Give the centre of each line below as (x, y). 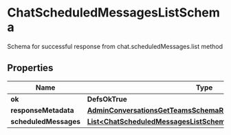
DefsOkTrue (107, 99)
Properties (30, 68)
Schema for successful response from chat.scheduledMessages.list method (115, 46)
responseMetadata (42, 110)
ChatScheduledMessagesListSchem (113, 13)
